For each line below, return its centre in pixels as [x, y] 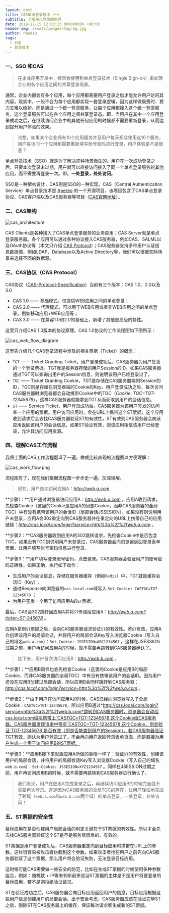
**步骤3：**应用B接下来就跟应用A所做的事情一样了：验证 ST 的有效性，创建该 [84, 754]
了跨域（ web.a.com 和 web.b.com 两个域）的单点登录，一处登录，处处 [86, 796]
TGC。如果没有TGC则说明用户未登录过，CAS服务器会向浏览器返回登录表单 [83, 542]
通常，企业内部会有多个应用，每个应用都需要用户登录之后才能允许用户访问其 [84, 95]
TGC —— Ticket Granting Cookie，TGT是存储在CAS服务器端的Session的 [87, 380]
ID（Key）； [29, 582]
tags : [11, 38]
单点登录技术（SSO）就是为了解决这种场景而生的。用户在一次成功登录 [78, 161]
